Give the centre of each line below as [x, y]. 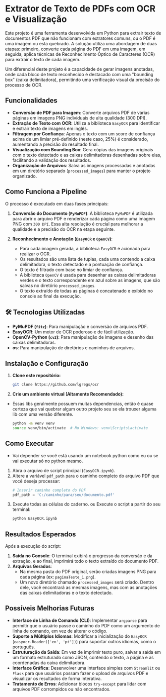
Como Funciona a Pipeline [46, 192]
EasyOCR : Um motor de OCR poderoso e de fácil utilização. [73, 332]
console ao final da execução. [50, 296]
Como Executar [29, 444]
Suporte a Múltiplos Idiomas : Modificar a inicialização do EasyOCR [80, 636]
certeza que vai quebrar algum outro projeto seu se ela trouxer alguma [84, 409]
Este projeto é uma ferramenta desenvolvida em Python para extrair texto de [83, 33]
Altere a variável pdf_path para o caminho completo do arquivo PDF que [86, 476]
